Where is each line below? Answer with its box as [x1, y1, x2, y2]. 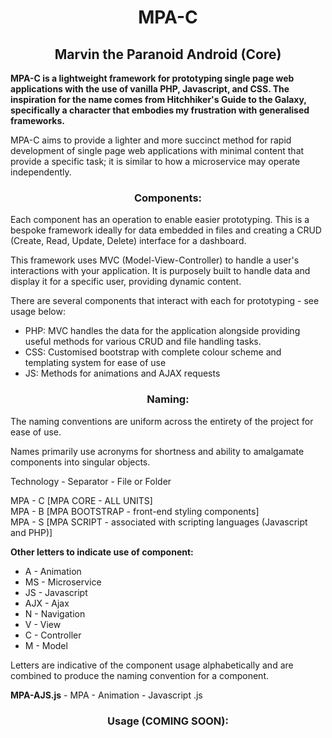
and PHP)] [10, 526, 53, 538]
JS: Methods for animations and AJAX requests [24, 367, 221, 380]
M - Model [24, 639, 68, 651]
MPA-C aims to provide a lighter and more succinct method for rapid [10, 134, 292, 146]
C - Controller [24, 629, 82, 641]
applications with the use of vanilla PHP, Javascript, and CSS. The [10, 83, 290, 95]
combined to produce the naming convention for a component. [10, 669, 270, 681]
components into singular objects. [10, 456, 151, 468]
